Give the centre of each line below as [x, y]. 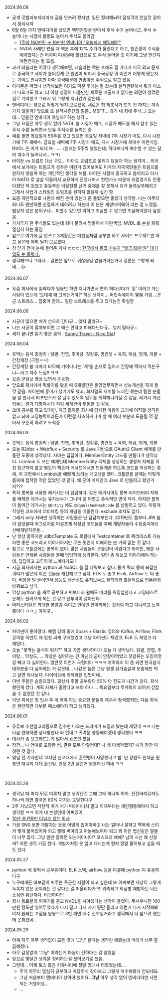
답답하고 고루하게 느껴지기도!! [47, 561]
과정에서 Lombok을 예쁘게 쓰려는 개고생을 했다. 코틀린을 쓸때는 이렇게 [92, 474]
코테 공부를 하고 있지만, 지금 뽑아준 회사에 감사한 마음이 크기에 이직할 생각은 [86, 410]
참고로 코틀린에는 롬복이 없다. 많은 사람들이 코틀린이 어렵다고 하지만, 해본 [83, 549]
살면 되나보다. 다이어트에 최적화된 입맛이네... [61, 675]
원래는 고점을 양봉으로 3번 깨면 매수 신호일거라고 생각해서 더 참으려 [86, 913]
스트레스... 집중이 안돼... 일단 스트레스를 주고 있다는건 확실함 [76, 301]
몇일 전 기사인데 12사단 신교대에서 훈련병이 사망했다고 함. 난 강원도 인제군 [83, 757]
